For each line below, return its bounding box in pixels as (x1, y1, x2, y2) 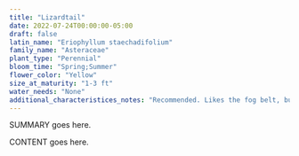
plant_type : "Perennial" (9, 54, 101, 63)
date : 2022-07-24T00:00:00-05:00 (9, 21, 133, 30)
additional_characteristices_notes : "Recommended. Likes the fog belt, (9, 95, 280, 105)
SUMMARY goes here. (9, 120, 92, 130)
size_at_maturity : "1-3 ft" (9, 79, 114, 88)
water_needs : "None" (9, 87, 86, 96)
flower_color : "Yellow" (9, 71, 98, 80)
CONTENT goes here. (9, 136, 89, 147)
